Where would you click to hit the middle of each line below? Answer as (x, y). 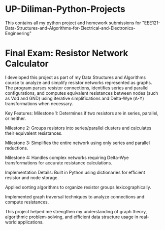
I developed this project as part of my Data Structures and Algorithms (76, 77)
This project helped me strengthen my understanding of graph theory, (76, 211)
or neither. (16, 118)
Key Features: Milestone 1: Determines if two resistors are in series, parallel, (82, 113)
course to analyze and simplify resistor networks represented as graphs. (79, 82)
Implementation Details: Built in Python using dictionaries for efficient (75, 172)
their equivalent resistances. (34, 133)
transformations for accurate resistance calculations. (59, 163)
